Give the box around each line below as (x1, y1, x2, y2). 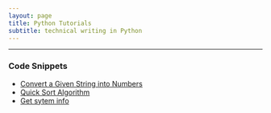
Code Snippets (8, 61, 68, 72)
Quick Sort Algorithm (19, 87, 90, 97)
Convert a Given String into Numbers (19, 79, 143, 88)
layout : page (8, 11, 52, 20)
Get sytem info (19, 95, 70, 105)
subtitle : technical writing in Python (8, 26, 143, 34)
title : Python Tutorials (8, 19, 92, 27)
